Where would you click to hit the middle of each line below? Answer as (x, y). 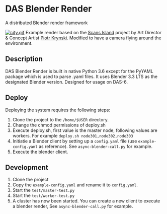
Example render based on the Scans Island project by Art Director (94, 32)
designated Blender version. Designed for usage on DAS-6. (67, 82)
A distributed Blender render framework (47, 23)
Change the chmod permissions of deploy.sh (59, 125)
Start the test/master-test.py (44, 190)
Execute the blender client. (40, 152)
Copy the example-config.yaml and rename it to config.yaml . (75, 185)
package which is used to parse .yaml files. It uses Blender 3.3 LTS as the (81, 77)
